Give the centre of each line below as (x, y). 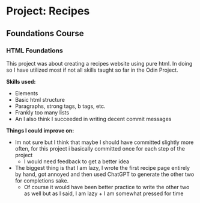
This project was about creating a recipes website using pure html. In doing (99, 63)
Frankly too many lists (42, 112)
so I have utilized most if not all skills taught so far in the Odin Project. (92, 70)
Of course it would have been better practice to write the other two (107, 187)
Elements (26, 93)
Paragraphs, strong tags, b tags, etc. (60, 106)
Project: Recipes (48, 11)
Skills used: (21, 81)
